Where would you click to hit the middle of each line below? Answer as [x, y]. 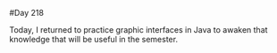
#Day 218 [27, 13]
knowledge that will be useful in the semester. [94, 39]
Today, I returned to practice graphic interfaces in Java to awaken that [138, 30]
